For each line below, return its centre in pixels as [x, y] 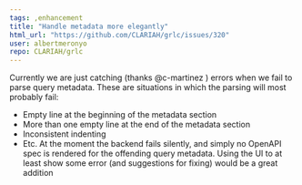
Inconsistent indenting [64, 134]
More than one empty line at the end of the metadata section [136, 125]
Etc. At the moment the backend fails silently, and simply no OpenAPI [152, 144]
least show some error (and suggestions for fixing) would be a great [150, 163]
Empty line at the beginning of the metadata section [120, 115]
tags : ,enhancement [46, 18]
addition [38, 173]
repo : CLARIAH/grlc [46, 52]
